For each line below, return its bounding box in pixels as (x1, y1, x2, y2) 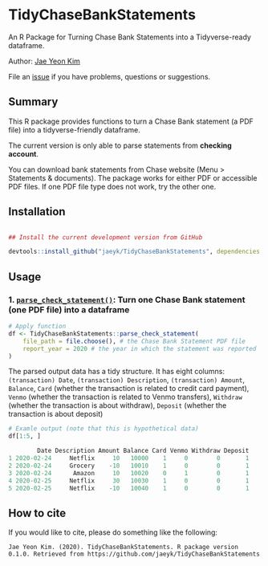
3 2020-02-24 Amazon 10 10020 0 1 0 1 (8, 469, 250, 477)
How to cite (8, 506, 67, 519)
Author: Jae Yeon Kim (8, 56, 80, 66)
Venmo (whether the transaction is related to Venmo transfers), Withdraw (8, 392, 243, 402)
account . (8, 149, 39, 158)
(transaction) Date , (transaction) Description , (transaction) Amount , (8, 375, 246, 385)
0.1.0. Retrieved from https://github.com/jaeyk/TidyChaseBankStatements (8, 550, 261, 559)
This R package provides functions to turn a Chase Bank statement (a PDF (8, 116, 254, 126)
